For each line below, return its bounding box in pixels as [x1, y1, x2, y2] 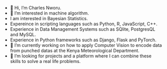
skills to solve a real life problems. [10, 58, 81, 64]
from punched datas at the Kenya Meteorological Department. [10, 48, 140, 53]
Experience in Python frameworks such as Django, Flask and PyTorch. [10, 37, 157, 43]
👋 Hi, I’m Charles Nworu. [10, 5, 62, 11]
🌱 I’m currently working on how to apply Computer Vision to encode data [10, 42, 162, 48]
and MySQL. [10, 32, 36, 37]
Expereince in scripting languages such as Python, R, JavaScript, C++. [10, 21, 158, 27]
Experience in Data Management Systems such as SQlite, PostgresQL [10, 26, 155, 32]
